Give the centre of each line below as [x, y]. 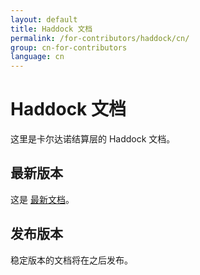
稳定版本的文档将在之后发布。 [71, 260]
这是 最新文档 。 [42, 199]
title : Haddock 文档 [51, 29]
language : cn [37, 57]
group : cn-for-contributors [69, 47]
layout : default [44, 19]
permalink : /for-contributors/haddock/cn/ [100, 38]
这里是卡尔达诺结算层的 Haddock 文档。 [93, 139]
